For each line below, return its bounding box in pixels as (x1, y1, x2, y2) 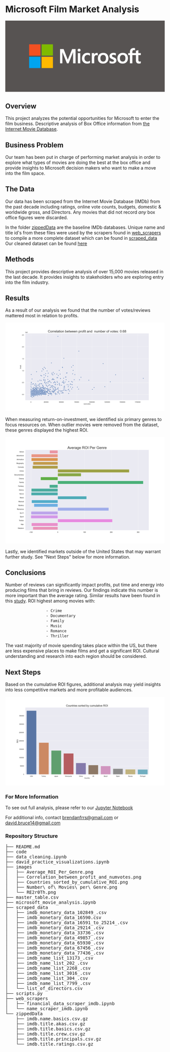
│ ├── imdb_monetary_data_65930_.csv (5, 940, 104, 946)
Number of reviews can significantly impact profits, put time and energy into (5, 582, 164, 588)
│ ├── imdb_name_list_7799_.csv (5, 981, 91, 986)
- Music (46, 623, 62, 628)
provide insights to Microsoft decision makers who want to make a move (5, 164, 156, 171)
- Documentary (46, 613, 76, 618)
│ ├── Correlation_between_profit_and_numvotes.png (5, 874, 142, 880)
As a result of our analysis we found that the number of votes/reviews (5, 307, 151, 313)
